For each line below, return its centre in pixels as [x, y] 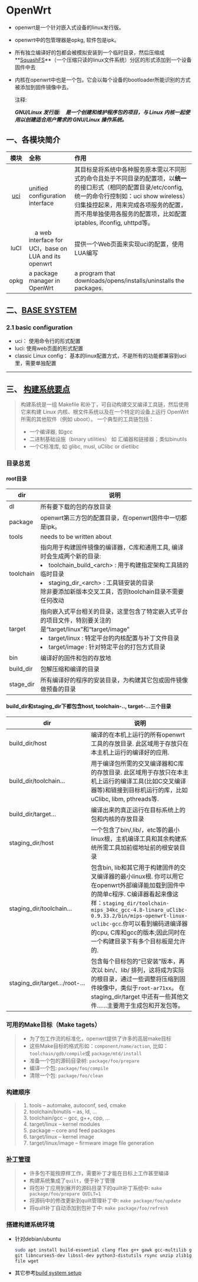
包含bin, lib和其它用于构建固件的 [136, 867]
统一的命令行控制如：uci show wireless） [131, 196]
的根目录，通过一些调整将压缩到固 [138, 979]
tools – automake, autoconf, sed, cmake [77, 1106]
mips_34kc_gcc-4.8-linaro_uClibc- [139, 910]
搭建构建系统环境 [30, 1225]
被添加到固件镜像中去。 [43, 87]
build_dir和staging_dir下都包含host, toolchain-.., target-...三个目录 [89, 706]
